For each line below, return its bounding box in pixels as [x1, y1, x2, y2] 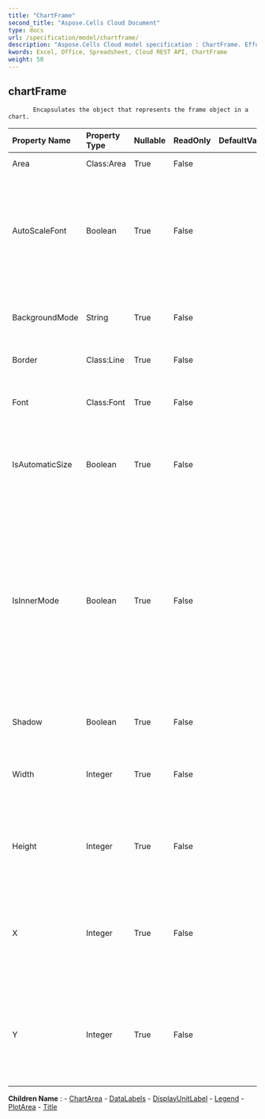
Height [12, 840, 37, 851]
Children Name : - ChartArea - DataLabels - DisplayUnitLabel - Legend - [8, 1094, 244, 1103]
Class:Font [86, 396, 125, 407]
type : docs [8, 26, 44, 34]
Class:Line [86, 354, 125, 365]
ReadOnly [173, 135, 211, 146]
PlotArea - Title [8, 1102, 58, 1111]
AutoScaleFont [12, 225, 67, 236]
